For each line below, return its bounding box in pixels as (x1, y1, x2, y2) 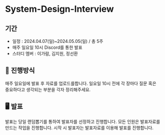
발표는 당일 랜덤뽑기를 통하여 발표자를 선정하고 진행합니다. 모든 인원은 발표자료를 (5, 118, 161, 124)
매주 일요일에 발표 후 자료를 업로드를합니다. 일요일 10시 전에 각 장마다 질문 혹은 (5, 80, 157, 86)
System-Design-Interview (5, 3, 114, 15)
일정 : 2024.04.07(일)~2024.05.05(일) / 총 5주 (12, 38, 103, 44)
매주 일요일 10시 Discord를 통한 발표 (12, 44, 83, 50)
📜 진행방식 (5, 67, 35, 75)
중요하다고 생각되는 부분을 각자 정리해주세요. (5, 86, 91, 92)
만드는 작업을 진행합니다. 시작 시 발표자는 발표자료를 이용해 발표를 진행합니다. (5, 125, 154, 131)
